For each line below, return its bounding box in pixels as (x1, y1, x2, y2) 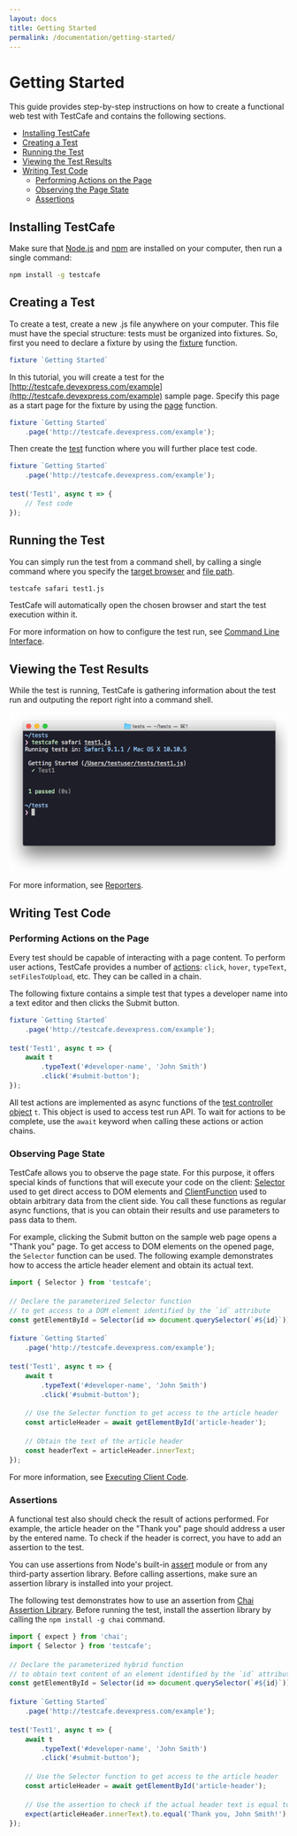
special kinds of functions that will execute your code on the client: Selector (9, 1177, 286, 1188)
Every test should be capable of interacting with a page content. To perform (9, 952, 286, 962)
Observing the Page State (34, 184, 130, 195)
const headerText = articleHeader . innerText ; (25, 1446, 196, 1455)
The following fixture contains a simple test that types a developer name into (9, 988, 288, 999)
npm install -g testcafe (9, 271, 101, 280)
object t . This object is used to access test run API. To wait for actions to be (9, 1107, 286, 1117)
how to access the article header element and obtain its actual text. (9, 1260, 255, 1270)
